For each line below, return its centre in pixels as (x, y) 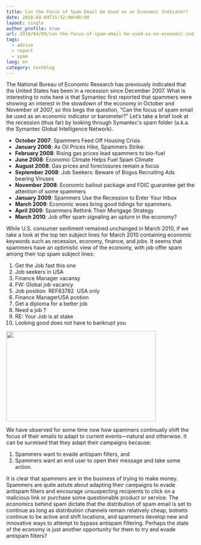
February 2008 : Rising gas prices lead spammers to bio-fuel (90, 153)
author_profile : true (33, 28)
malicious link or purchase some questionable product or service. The (92, 498)
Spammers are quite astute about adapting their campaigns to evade (91, 485)
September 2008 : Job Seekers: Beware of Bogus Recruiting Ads (95, 172)
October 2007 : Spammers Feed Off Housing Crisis (77, 141)
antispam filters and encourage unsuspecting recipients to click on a (91, 491)
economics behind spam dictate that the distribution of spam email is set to (99, 504)
